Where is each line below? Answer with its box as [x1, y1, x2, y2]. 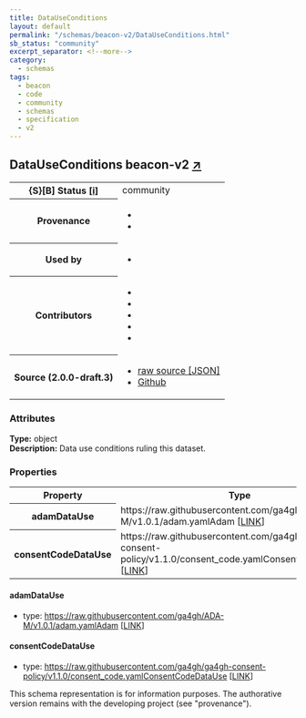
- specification [17, 115, 79, 124]
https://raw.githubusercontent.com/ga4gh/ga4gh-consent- [44, 661, 267, 672]
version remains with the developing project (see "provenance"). [9, 698, 252, 709]
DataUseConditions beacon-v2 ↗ [9, 157, 202, 173]
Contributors [35, 309, 93, 322]
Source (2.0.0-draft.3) [14, 371, 114, 384]
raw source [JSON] [138, 364, 220, 377]
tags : [9, 73, 30, 82]
